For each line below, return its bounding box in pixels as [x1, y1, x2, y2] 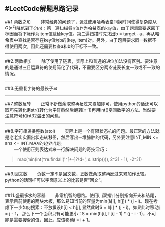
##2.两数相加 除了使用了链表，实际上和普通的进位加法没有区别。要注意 [5, 58, 158, 64]
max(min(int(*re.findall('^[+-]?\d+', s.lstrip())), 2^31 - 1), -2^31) [17, 156, 142, 162]
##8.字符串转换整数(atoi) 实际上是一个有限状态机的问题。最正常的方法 [5, 128, 156, 134]
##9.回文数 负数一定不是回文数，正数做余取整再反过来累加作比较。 [5, 171, 149, 177]
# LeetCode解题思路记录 [5, 4, 79, 13]
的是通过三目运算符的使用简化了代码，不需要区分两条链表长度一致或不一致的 [5, 64, 160, 70]
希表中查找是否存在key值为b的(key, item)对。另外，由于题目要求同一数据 [5, 37, 152, 43]
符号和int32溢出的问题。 [13, 113, 63, 119]
